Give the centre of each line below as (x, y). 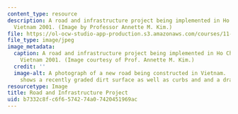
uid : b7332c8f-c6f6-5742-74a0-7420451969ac (73, 100)
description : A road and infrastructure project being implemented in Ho (119, 21)
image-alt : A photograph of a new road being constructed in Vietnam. (120, 73)
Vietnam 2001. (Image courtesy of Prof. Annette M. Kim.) (107, 60)
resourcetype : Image (38, 86)
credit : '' (30, 67)
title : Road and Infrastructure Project (68, 93)
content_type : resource (42, 14)
